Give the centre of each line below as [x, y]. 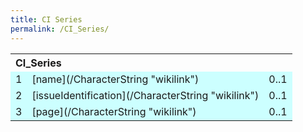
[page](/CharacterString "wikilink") [114, 111]
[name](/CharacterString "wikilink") [115, 79]
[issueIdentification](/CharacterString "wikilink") [145, 95]
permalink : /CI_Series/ [60, 29]
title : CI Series [46, 19]
